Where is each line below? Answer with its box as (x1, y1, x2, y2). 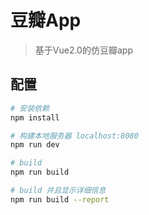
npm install (10, 112, 60, 123)
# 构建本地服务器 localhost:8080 (10, 131, 139, 141)
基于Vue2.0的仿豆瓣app (34, 44, 133, 56)
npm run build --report (10, 194, 110, 205)
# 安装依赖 (10, 103, 50, 113)
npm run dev (10, 140, 60, 150)
